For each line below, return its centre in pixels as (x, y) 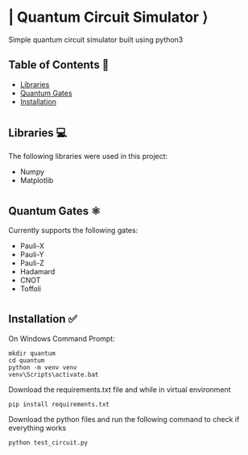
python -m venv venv (43, 367)
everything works (37, 428)
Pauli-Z (32, 263)
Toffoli (31, 288)
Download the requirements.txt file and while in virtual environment (120, 389)
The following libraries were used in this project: (88, 157)
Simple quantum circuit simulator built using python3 (96, 40)
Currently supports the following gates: (73, 230)
